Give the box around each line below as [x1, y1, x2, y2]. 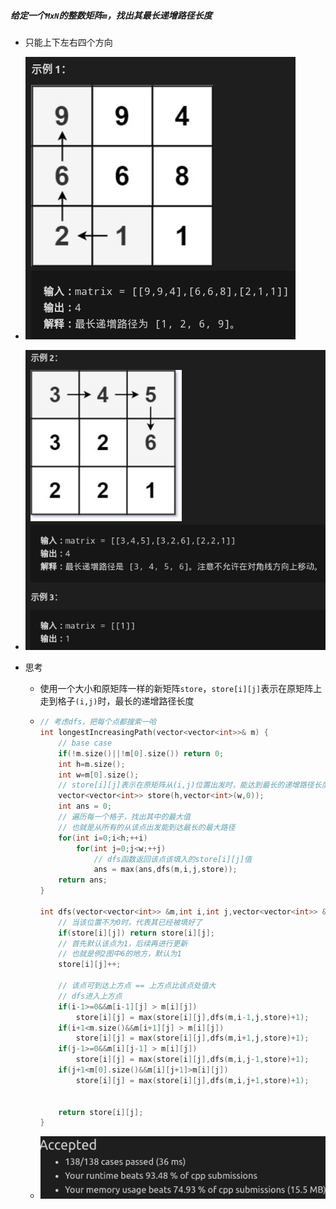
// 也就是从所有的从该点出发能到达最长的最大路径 [58, 822, 236, 832]
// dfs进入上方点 [58, 991, 123, 1001]
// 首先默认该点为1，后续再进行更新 [58, 938, 188, 949]
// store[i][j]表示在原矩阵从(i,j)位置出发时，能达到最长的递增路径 [58, 780, 315, 790]
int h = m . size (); [58, 759, 126, 769]
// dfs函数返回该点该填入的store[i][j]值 [93, 854, 252, 864]
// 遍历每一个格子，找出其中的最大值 [58, 812, 191, 822]
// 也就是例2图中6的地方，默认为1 [58, 949, 182, 959]
